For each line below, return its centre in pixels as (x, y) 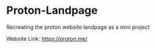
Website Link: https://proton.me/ (47, 38)
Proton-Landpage (52, 10)
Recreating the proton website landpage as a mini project (78, 27)
